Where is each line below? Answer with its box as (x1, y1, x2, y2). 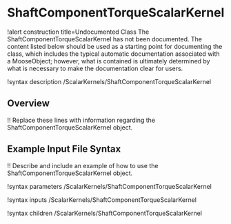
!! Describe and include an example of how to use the (7, 161, 159, 170)
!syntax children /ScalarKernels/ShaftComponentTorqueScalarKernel (7, 209, 202, 217)
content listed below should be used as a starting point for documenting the (7, 42, 223, 50)
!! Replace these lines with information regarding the (7, 116, 156, 124)
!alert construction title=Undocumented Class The (7, 28, 150, 36)
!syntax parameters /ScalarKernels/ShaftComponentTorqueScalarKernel (7, 182, 212, 190)
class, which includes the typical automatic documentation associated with (7, 50, 220, 58)
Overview (7, 98, 50, 110)
